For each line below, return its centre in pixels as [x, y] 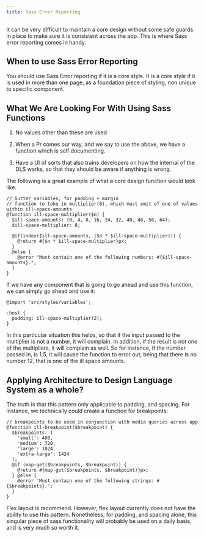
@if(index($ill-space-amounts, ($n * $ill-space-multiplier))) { [97, 236]
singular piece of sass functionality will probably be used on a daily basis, [99, 521]
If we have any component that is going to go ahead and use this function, [100, 285]
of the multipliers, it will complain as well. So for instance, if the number [96, 348]
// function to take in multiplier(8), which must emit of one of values [102, 204]
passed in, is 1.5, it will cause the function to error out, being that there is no [102, 355]
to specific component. [35, 89]
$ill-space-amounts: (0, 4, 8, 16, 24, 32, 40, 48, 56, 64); [91, 220]
